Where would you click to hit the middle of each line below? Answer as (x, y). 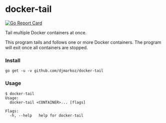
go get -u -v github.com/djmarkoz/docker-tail (54, 71)
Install (13, 60)
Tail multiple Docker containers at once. (46, 32)
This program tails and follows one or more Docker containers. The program (83, 42)
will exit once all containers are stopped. (47, 47)
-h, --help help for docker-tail (47, 116)
